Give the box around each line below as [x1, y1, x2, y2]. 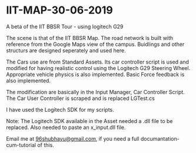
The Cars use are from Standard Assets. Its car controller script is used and [6, 58, 190, 65]
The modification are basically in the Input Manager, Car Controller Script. [6, 88, 185, 95]
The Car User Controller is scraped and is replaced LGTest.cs [6, 95, 155, 102]
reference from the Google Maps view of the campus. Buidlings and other [6, 41, 185, 48]
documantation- [140, 135, 180, 142]
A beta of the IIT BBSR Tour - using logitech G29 [6, 23, 124, 30]
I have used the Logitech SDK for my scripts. [6, 106, 115, 113]
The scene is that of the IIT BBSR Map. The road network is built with [6, 34, 174, 41]
